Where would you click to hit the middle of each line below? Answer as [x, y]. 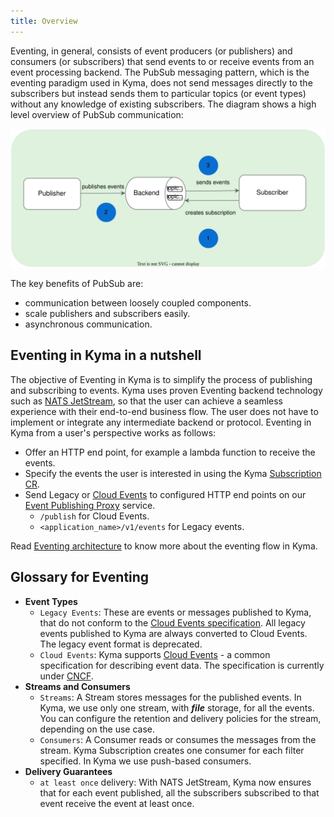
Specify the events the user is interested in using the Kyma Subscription [173, 473]
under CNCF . [66, 676]
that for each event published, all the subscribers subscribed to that [179, 792]
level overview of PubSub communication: [97, 114]
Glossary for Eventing [80, 577]
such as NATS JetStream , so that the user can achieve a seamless [146, 401]
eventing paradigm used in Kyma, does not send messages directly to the [161, 82]
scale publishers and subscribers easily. [107, 314]
